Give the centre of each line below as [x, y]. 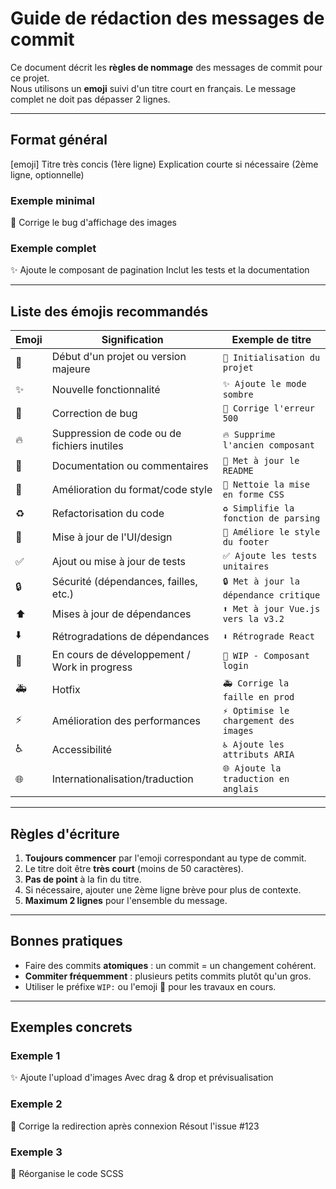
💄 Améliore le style [271, 532]
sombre [238, 395]
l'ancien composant [269, 445]
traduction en [256, 779]
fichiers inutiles [87, 446]
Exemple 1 [35, 1056]
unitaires [246, 566]
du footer [246, 542]
